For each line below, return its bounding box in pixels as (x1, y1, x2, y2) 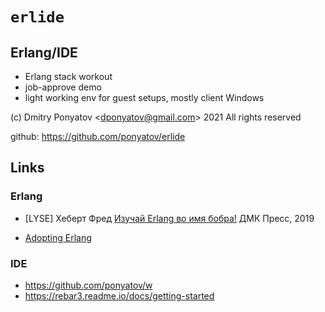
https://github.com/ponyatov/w (24, 279, 153, 291)
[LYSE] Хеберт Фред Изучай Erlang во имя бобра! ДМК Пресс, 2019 (24, 212, 315, 224)
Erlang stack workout (24, 71, 113, 82)
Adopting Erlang (24, 231, 92, 243)
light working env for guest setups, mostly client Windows (24, 92, 265, 103)
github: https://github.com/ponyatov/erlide (10, 131, 186, 142)
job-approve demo (24, 81, 102, 93)
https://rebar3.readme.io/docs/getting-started (24, 289, 215, 302)
